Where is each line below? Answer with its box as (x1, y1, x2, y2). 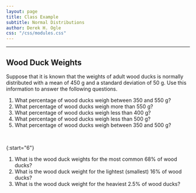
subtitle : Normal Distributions (6, 19, 85, 25)
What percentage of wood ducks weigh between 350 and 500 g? (14, 121, 171, 129)
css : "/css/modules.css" (6, 30, 66, 36)
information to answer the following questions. (6, 85, 118, 92)
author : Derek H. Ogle (6, 25, 61, 31)
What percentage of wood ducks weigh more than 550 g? (14, 103, 153, 110)
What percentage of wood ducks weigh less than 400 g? (14, 109, 151, 116)
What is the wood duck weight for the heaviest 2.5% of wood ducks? (14, 180, 181, 187)
